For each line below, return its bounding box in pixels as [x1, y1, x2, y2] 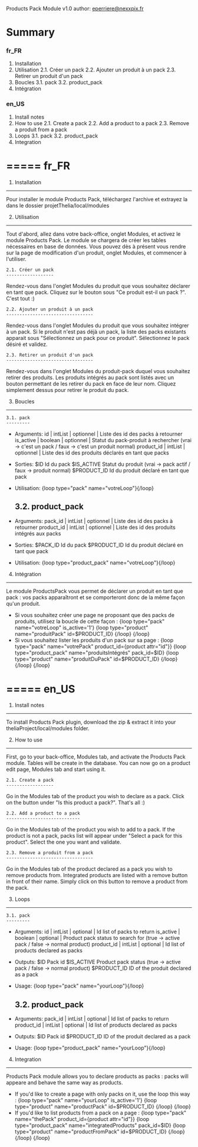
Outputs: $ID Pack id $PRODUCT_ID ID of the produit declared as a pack [14, 1033, 191, 1040]
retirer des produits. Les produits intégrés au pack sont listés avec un [6, 374, 174, 381]
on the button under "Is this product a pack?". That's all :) [6, 799, 146, 806]
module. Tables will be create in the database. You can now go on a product [6, 760, 190, 767]
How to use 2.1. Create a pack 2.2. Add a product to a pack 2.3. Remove [14, 119, 190, 126]
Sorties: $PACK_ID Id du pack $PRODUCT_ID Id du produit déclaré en [14, 541, 184, 548]
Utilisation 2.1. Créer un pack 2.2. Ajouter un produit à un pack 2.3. [14, 66, 176, 73]
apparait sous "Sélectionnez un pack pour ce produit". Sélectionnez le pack [6, 334, 190, 341]
